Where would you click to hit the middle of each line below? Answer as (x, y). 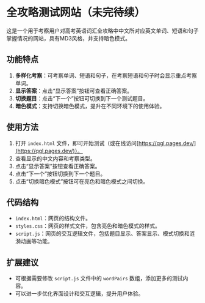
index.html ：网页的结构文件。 (53, 219)
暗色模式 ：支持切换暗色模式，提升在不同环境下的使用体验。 (90, 106)
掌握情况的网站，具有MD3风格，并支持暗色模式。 (69, 38)
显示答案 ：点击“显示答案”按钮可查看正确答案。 (74, 91)
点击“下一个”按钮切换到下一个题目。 (60, 174)
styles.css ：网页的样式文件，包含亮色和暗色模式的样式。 (88, 226)
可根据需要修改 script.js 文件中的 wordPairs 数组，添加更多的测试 (99, 279)
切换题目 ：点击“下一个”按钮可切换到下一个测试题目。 (82, 98)
